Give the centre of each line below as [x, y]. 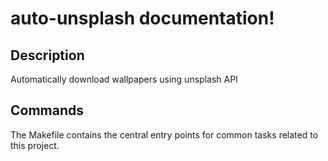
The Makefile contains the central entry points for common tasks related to [164, 134]
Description [47, 55]
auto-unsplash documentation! [142, 18]
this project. [35, 145]
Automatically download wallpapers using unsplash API [124, 79]
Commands [47, 110]
